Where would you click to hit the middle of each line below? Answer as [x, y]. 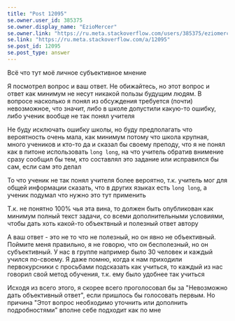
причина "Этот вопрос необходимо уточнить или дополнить [98, 302]
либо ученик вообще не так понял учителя [71, 115]
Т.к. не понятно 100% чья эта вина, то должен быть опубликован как [111, 208]
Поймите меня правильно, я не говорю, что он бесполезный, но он [108, 244]
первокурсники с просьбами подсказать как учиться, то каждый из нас [115, 266]
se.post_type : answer [39, 53]
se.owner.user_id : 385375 [45, 20]
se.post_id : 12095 [34, 46]
